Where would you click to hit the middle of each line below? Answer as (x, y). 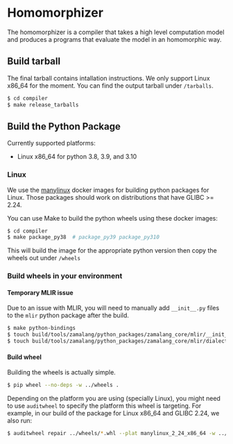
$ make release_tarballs (43, 105)
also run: (20, 421)
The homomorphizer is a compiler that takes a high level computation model (116, 32)
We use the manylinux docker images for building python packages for (108, 190)
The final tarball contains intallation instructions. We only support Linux (109, 78)
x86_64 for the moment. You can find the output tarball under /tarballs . (110, 86)
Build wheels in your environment (65, 276)
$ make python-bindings (42, 328)
